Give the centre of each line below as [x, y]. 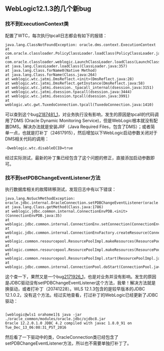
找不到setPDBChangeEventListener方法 [53, 177]
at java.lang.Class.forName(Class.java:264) [51, 75]
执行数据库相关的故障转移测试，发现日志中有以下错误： [61, 189]
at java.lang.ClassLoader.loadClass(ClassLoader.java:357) [66, 66]
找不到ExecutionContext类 [37, 24]
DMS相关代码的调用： [27, 139]
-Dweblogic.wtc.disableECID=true [39, 148]
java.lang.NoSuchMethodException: [40, 198]
